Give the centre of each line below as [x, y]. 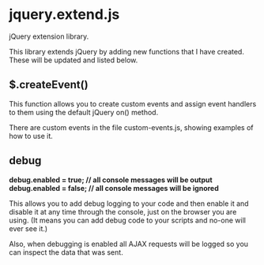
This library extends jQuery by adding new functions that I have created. [126, 51]
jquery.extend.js [64, 15]
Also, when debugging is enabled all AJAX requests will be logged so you [128, 244]
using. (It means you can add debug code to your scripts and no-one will [127, 220]
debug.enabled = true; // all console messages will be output [111, 180]
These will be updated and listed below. [74, 60]
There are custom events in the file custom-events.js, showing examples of [131, 127]
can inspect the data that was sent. [66, 252]
